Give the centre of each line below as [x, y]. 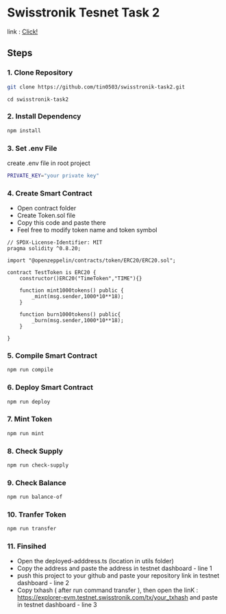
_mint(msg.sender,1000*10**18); [78, 297]
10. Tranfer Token [37, 514]
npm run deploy [29, 402]
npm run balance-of [35, 497]
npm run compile [30, 370]
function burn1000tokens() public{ [70, 315]
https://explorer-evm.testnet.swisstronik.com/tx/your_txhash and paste [117, 598]
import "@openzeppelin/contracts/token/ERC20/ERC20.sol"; [91, 261]
